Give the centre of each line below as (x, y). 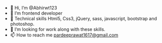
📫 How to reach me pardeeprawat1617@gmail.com (64, 35)
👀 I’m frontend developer (36, 13)
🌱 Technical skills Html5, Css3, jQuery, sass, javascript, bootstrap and (84, 18)
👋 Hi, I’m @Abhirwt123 (33, 8)
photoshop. (22, 24)
